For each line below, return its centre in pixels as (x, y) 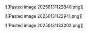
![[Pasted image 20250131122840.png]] (44, 7)
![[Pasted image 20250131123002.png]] (44, 25)
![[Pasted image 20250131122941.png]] (44, 16)
